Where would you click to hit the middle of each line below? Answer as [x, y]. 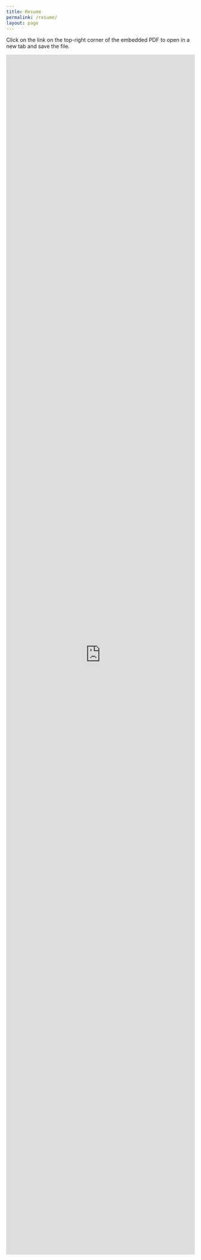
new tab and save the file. [38, 46]
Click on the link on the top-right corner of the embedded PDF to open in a [98, 40]
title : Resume [24, 12]
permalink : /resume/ [32, 17]
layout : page [22, 23]
